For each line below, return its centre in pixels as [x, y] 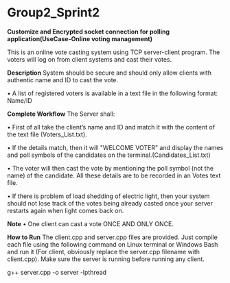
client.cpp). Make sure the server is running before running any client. [106, 259]
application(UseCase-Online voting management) [80, 38]
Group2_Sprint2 [54, 13]
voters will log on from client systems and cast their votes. [90, 59]
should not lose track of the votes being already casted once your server [110, 203]
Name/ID [20, 100]
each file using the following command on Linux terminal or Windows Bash [113, 244]
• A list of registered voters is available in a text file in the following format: [113, 93]
